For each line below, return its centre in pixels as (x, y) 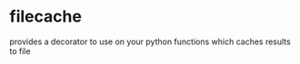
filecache (45, 17)
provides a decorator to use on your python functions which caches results (150, 41)
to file (20, 50)
